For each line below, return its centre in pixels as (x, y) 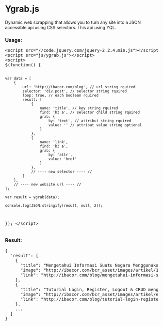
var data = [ (18, 78)
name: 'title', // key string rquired (79, 108)
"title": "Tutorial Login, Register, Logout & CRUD (83, 289)
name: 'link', (54, 142)
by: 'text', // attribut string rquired (90, 121)
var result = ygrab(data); (32, 197)
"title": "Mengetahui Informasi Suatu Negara (75, 265)
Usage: (14, 40)
